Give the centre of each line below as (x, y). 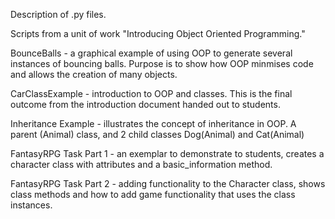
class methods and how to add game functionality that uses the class (153, 194)
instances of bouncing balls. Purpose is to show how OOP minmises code (162, 63)
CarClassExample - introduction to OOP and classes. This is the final (151, 93)
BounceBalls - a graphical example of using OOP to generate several (151, 53)
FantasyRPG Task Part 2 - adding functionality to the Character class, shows (168, 183)
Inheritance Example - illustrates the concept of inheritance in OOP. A (153, 123)
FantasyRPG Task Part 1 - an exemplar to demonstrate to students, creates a (167, 153)
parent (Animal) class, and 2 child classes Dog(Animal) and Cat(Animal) (157, 134)
